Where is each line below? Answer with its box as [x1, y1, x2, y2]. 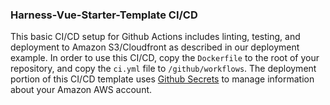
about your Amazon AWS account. [10, 84, 153, 96]
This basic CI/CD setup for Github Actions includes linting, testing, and [10, 31, 301, 43]
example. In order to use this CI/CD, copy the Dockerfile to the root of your [10, 52, 320, 64]
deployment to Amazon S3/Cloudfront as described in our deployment [10, 41, 300, 53]
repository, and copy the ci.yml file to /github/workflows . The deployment [10, 63, 317, 75]
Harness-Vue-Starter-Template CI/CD [10, 8, 198, 22]
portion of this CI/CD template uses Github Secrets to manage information [10, 73, 315, 85]
